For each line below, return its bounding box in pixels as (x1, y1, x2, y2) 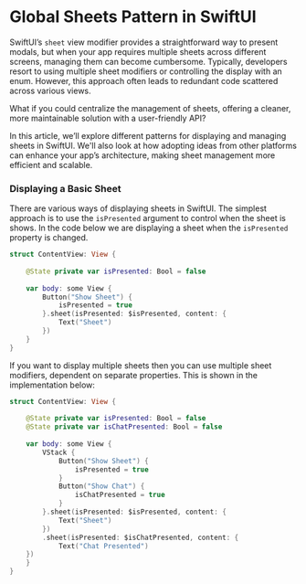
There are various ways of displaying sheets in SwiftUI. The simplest (9, 203, 268, 214)
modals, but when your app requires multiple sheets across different (9, 46, 267, 57)
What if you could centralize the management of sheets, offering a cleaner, (9, 102, 291, 113)
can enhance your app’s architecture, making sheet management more (9, 149, 276, 161)
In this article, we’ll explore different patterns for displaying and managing (9, 130, 287, 141)
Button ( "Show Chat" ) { (58, 482, 145, 491)
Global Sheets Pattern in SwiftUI (9, 6, 258, 27)
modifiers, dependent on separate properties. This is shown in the (9, 369, 259, 380)
